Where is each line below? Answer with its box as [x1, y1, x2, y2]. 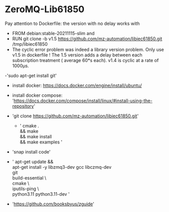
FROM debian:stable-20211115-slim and [12, 30, 95, 36]
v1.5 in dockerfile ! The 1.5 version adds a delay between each [12, 52, 143, 58]
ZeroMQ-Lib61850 [5, 4, 84, 15]
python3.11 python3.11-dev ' [12, 191, 70, 197]
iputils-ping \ [12, 186, 39, 192]
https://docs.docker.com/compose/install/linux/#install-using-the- [14, 98, 153, 104]
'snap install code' [12, 148, 51, 155]
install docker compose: [12, 92, 63, 98]
